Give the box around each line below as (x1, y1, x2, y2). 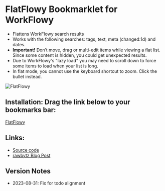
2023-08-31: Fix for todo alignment (12, 180, 86, 186)
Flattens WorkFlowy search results (12, 31, 84, 37)
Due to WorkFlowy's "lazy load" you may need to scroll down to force (12, 57, 156, 63)
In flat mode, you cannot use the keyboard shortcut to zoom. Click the (12, 68, 157, 74)
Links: (5, 134, 25, 142)
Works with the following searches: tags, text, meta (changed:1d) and (12, 36, 156, 42)
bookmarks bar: (5, 106, 56, 114)
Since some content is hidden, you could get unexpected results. (12, 52, 147, 58)
